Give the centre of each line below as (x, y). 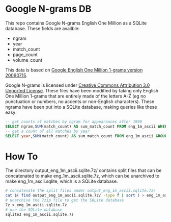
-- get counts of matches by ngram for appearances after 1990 (74, 121)
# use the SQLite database (34, 210)
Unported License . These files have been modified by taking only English (82, 90)
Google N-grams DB (48, 9)
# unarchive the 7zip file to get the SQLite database (65, 200)
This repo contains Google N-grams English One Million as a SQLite (76, 23)
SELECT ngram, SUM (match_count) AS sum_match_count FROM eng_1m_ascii (81, 126)
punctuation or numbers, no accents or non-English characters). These (80, 101)
